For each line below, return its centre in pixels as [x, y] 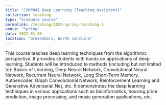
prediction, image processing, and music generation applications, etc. [79, 97]
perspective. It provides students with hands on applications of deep [77, 58]
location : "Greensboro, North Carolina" [49, 39]
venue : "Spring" [22, 29]
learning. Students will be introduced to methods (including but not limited [83, 64]
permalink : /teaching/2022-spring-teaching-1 [54, 24]
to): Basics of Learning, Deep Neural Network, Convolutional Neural [76, 69]
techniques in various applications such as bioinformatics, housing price [81, 91]
